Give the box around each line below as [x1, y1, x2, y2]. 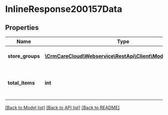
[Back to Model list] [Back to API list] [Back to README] [5, 105, 120, 111]
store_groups [7, 53, 40, 59]
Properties [5, 23, 39, 32]
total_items [7, 80, 35, 86]
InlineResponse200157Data [5, 3, 122, 15]
